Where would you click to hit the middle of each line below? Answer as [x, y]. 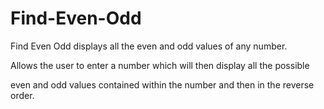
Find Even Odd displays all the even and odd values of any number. [149, 46]
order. [22, 95]
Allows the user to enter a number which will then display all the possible [160, 65]
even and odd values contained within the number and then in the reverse [162, 84]
